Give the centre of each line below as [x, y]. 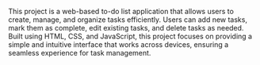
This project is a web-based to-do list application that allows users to [121, 11]
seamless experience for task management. [80, 53]
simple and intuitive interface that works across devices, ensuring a [119, 45]
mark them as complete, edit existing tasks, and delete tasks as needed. [126, 28]
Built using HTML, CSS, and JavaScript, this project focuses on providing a [130, 36]
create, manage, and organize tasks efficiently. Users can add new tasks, [128, 20]
